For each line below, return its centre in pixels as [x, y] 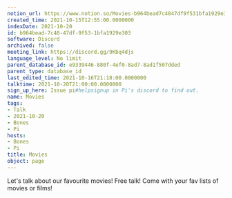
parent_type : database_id [44, 71]
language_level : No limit [44, 59]
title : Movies [28, 155]
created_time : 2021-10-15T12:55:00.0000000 [71, 20]
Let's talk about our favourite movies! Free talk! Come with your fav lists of [113, 181]
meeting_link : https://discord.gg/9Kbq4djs [71, 52]
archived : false [30, 46]
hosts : [17, 135]
